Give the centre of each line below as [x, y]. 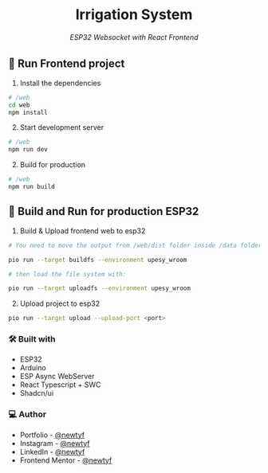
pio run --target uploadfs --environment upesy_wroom [100, 288]
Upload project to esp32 [60, 303]
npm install [28, 112]
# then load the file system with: [67, 274]
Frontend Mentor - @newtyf [66, 460]
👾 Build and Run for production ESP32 [104, 211]
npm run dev [28, 150]
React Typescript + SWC [60, 385]
